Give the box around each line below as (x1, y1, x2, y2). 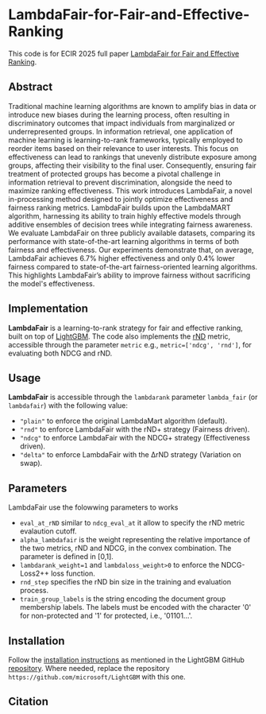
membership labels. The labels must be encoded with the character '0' (19, 603, 252, 612)
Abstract (8, 80, 53, 94)
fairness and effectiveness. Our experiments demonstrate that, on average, (8, 245, 254, 254)
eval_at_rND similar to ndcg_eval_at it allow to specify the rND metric (19, 518, 245, 528)
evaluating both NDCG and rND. (8, 348, 113, 358)
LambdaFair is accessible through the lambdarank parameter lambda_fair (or (8, 392, 258, 402)
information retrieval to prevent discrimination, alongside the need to (8, 177, 233, 187)
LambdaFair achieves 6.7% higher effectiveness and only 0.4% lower (8, 253, 236, 263)
